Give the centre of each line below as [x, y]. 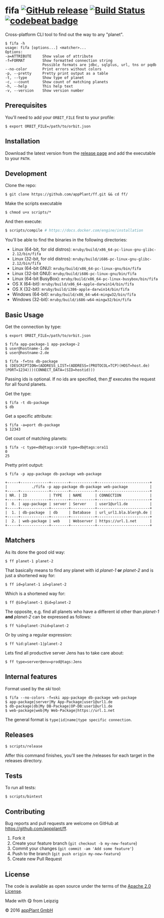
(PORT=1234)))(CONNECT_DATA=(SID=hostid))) [50, 370]
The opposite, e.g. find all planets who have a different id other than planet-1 [82, 612]
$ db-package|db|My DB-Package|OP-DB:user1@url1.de [59, 706]
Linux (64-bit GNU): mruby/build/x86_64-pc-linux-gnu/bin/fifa [76, 268]
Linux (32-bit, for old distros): [42, 259]
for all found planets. [26, 384]
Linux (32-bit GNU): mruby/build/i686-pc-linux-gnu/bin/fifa [74, 274]
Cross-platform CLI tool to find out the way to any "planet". [64, 34]
